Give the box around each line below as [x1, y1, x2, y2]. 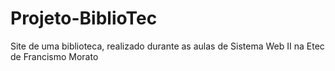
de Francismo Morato [10, 50, 99, 62]
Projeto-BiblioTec [10, 7, 158, 30]
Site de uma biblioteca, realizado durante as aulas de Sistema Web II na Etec [10, 40, 325, 52]
